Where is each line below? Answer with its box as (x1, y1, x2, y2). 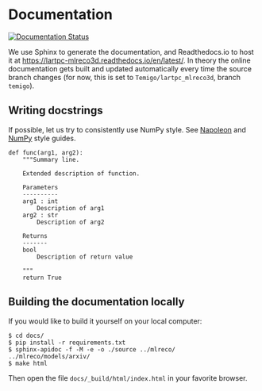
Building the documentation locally (8, 295, 185, 309)
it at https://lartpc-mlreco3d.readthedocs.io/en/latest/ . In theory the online (8, 56, 252, 65)
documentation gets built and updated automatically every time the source (8, 63, 252, 73)
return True (22, 274, 62, 282)
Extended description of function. (22, 169, 141, 178)
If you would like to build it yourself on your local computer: (8, 316, 202, 326)
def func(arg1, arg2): (8, 148, 83, 156)
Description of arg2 (37, 218, 105, 226)
